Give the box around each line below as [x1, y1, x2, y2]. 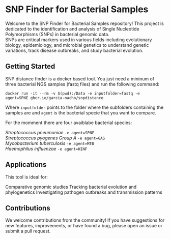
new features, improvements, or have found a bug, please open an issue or [5, 223, 163, 229]
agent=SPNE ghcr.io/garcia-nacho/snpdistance [5, 95, 103, 100]
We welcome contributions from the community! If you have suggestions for [5, 217, 165, 223]
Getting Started [5, 62, 55, 71]
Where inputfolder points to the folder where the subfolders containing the [5, 104, 164, 110]
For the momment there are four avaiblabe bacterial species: [5, 119, 132, 126]
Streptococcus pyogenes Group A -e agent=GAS [5, 135, 105, 141]
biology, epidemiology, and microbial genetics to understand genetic [5, 42, 149, 48]
